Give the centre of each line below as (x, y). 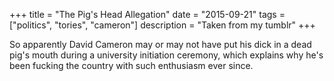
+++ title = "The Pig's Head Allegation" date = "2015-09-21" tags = (147, 14)
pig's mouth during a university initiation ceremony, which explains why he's (166, 55)
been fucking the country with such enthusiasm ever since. (131, 65)
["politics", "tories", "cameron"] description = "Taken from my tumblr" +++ (162, 25)
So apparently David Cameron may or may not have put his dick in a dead (160, 44)
